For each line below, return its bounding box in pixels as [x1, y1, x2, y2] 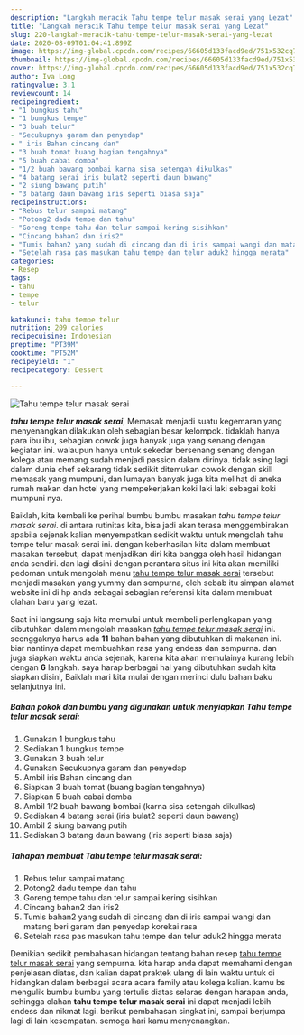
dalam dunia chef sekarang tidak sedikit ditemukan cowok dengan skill [10, 463, 273, 474]
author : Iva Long [10, 72, 76, 81]
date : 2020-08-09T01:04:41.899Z [10, 38, 132, 48]
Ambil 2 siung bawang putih [23, 820, 128, 831]
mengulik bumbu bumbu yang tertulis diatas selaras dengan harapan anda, [10, 986, 289, 998]
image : [10, 47, 35, 56]
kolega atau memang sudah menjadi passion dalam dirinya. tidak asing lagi [10, 453, 289, 465]
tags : [10, 274, 31, 283]
